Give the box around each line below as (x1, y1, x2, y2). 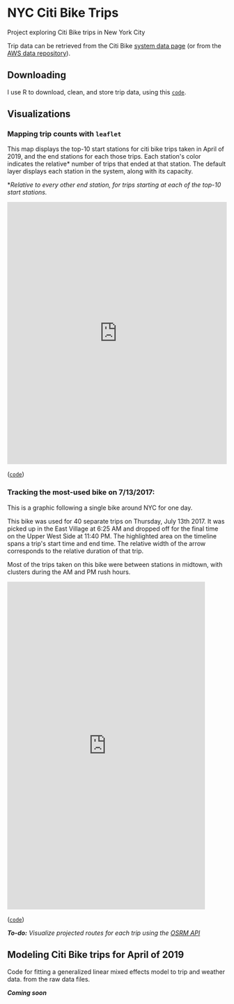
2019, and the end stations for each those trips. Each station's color (7, 152, 201, 161)
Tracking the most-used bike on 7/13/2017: (7, 487, 155, 497)
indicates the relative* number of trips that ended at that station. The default (7, 159, 226, 168)
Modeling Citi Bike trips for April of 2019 (7, 949, 185, 961)
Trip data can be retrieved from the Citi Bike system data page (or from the (7, 41, 221, 50)
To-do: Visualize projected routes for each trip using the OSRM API (7, 928, 201, 937)
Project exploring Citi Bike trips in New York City (7, 28, 146, 36)
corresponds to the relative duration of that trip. (7, 547, 144, 555)
